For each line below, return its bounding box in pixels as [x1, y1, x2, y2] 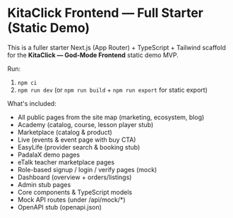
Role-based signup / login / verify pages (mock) [17, 165, 157, 174]
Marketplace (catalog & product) [17, 128, 113, 136]
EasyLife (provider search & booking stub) [17, 143, 141, 151]
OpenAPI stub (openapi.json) [17, 202, 102, 211]
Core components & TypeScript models [17, 188, 133, 196]
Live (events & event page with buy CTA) [17, 135, 136, 144]
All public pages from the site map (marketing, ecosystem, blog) [17, 113, 205, 121]
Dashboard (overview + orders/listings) [17, 173, 132, 181]
